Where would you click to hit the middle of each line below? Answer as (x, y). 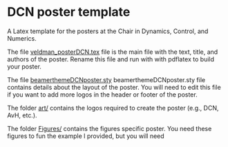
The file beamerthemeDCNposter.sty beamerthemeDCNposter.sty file (106, 79)
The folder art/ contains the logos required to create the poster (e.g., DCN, (113, 108)
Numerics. (22, 38)
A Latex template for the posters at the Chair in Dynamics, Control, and (108, 31)
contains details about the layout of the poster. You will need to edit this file (114, 87)
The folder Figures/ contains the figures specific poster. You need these (110, 128)
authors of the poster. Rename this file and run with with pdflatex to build (111, 59)
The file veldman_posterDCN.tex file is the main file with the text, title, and (113, 52)
